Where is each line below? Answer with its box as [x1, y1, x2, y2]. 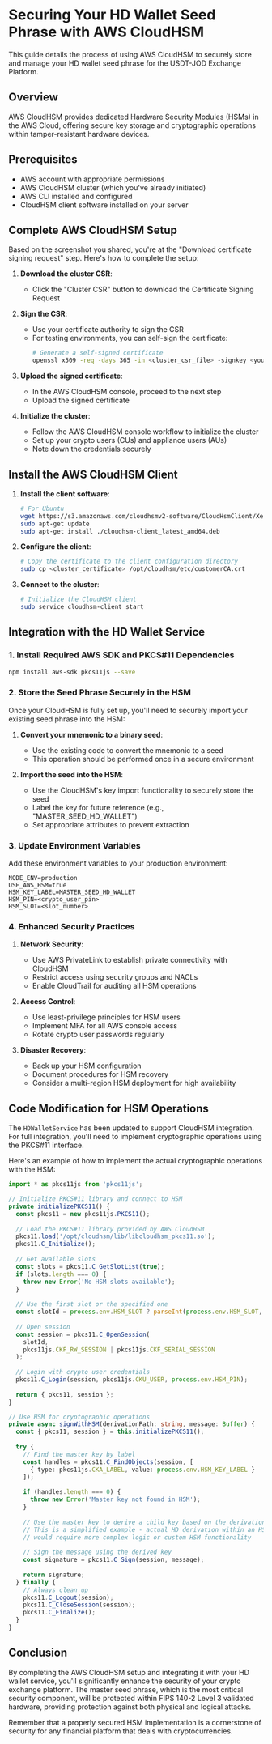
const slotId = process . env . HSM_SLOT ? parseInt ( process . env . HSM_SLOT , [15, 1308, 263, 1317]
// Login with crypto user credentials [15, 1368, 151, 1376]
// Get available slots [15, 1255, 96, 1264]
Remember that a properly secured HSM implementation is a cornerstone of [8, 1717, 261, 1727]
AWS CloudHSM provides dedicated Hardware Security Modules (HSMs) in [8, 112, 259, 121]
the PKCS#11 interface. [8, 1140, 85, 1151]
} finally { [15, 1578, 57, 1586]
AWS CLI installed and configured [19, 191, 133, 201]
